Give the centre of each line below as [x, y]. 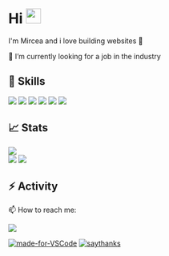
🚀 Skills [27, 81]
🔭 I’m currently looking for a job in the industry [85, 56]
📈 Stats [28, 128]
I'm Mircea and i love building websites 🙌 [76, 41]
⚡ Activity [33, 186]
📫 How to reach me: [42, 210]
